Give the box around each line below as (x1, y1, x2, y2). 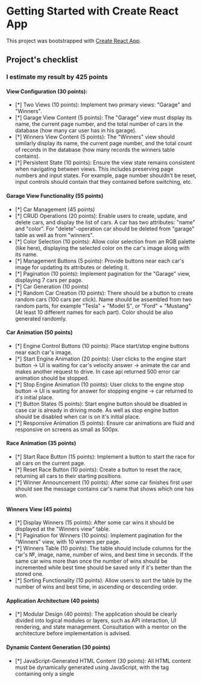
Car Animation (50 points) (6, 328, 73, 336)
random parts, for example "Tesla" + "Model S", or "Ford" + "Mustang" (14, 302, 191, 309)
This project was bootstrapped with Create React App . (6, 37, 142, 44)
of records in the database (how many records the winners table (14, 146, 175, 154)
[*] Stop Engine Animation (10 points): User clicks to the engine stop (14, 381, 185, 388)
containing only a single (14, 670, 74, 677)
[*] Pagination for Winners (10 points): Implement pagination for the (14, 532, 183, 539)
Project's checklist (6, 54, 78, 65)
